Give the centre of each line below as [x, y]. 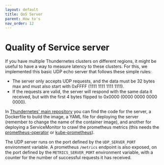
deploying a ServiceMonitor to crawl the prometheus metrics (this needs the [82, 127]
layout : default [22, 10]
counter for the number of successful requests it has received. [68, 158]
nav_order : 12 [20, 23]
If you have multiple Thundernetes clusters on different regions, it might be [81, 61]
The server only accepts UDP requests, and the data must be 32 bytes [83, 81]
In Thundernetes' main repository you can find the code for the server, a [78, 111]
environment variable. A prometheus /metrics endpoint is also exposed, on [81, 147]
